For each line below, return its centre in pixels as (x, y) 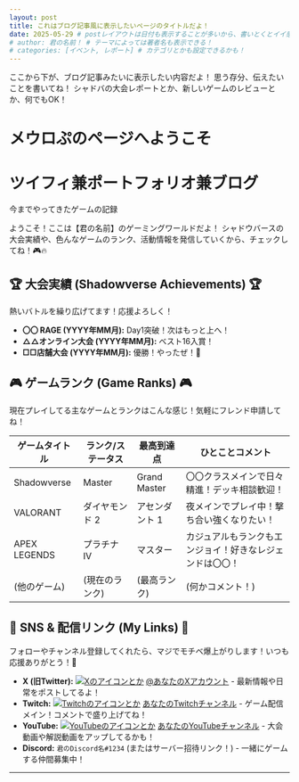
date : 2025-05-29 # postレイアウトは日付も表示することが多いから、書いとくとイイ (148, 34)
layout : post (33, 17)
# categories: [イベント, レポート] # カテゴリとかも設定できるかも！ (127, 51)
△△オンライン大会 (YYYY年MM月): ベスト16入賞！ (118, 342)
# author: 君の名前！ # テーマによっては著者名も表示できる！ (111, 42)
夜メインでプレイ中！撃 (235, 506)
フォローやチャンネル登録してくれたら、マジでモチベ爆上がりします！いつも (149, 651)
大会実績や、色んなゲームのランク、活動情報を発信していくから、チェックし (149, 239)
